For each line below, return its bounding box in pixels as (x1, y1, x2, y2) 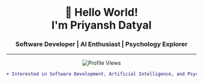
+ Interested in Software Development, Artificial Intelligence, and (6, 71, 185, 78)
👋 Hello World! (65, 5, 138, 19)
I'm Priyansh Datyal (51, 18, 152, 32)
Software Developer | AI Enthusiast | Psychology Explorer (15, 40, 188, 48)
